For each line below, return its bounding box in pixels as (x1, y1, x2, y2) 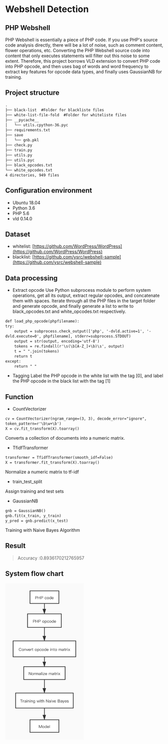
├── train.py (5, 147, 33, 152)
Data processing (5, 274, 58, 282)
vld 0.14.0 (12, 216, 33, 222)
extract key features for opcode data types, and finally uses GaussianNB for (5, 69, 162, 75)
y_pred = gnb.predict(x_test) (5, 518, 69, 523)
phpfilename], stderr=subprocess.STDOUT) (43, 334, 131, 339)
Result (5, 541, 26, 550)
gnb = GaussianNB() (5, 508, 46, 513)
